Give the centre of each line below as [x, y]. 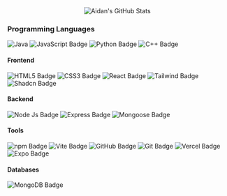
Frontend [21, 60]
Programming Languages [51, 29]
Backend [20, 99]
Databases [23, 169]
